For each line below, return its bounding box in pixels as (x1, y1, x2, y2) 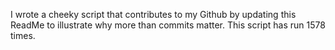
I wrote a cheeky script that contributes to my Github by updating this (10, 9, 297, 20)
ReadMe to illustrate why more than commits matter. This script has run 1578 (10, 19, 326, 31)
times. (10, 30, 36, 41)
